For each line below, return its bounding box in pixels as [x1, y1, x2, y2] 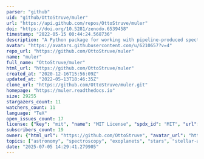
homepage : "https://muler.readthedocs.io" [6, 88, 115, 94]
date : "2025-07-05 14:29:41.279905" [6, 143, 99, 150]
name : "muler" [6, 54, 42, 60]
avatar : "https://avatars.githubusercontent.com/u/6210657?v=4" [6, 43, 172, 49]
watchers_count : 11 [6, 104, 56, 111]
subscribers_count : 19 [6, 127, 64, 133]
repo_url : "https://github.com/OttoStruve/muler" [6, 48, 135, 54]
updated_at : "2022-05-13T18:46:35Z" [6, 76, 99, 82]
